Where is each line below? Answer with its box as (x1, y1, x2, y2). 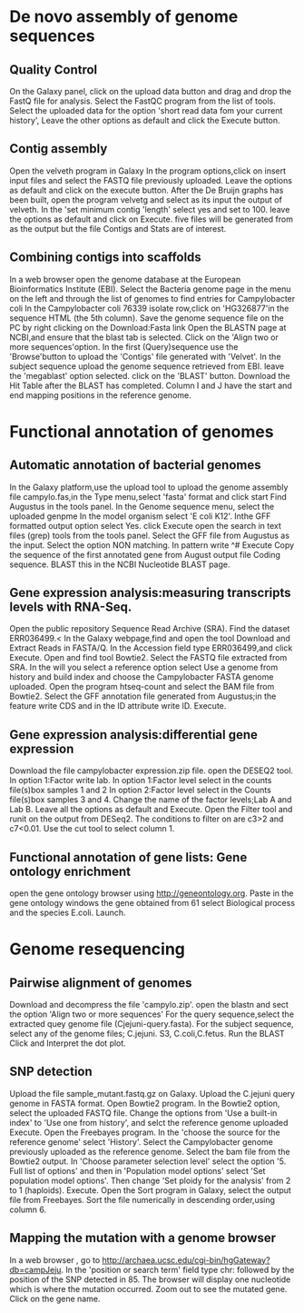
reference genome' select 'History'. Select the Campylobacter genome (9, 1136, 274, 1147)
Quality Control (9, 62, 98, 77)
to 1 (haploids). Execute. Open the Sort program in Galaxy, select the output (9, 1184, 292, 1196)
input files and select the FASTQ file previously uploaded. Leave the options (9, 174, 293, 185)
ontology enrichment (9, 863, 132, 879)
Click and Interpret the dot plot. (9, 1038, 127, 1049)
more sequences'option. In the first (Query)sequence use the (9, 341, 239, 352)
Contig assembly (9, 141, 108, 156)
